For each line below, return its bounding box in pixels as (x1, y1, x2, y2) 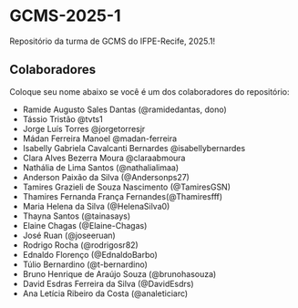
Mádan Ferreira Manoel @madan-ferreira (22, 133, 178, 144)
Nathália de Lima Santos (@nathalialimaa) (22, 161, 180, 173)
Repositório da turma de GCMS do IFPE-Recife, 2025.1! (9, 36, 216, 46)
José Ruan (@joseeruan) (22, 230, 116, 241)
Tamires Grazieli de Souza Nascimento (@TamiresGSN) (22, 181, 231, 192)
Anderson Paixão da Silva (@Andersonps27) (22, 171, 190, 182)
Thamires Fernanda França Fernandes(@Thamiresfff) (22, 190, 223, 201)
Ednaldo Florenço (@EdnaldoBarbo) (22, 249, 158, 260)
